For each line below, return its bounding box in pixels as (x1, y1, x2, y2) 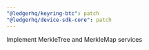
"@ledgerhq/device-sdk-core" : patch (6, 16, 112, 23)
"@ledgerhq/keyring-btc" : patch (6, 10, 99, 17)
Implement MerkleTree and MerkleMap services (6, 35, 143, 43)
